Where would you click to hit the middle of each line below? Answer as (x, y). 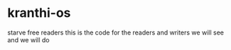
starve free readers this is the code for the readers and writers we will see (116, 32)
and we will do (28, 39)
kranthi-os (39, 13)
